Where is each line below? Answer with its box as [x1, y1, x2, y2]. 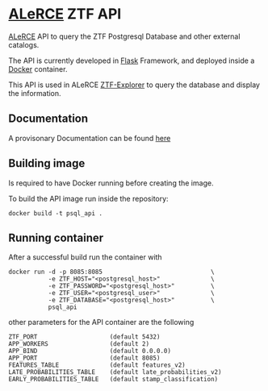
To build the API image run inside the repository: [8, 193, 169, 203]
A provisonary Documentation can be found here [8, 133, 171, 143]
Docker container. [8, 64, 68, 73]
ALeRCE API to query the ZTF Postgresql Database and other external [8, 31, 241, 41]
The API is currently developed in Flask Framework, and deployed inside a [8, 56, 255, 65]
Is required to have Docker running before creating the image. [8, 178, 214, 188]
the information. [8, 88, 62, 98]
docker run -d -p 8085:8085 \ [8, 268, 216, 277]
